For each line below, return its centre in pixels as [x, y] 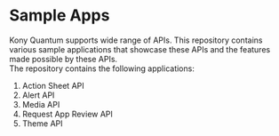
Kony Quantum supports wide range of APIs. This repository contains [136, 40]
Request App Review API [68, 114]
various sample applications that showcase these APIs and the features [140, 49]
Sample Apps [60, 16]
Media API [41, 104]
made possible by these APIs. [64, 59]
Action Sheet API [53, 85]
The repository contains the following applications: [102, 68]
